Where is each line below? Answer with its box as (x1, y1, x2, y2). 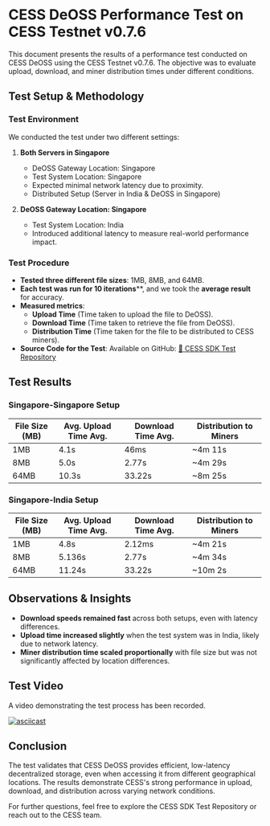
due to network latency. (19, 639, 99, 648)
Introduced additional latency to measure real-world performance (31, 228, 249, 238)
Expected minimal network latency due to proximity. (31, 180, 204, 190)
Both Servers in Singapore (19, 147, 110, 157)
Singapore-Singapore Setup (8, 399, 121, 411)
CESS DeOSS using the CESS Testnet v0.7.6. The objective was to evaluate (8, 58, 256, 67)
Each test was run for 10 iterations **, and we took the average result (19, 284, 252, 293)
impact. (31, 237, 58, 247)
